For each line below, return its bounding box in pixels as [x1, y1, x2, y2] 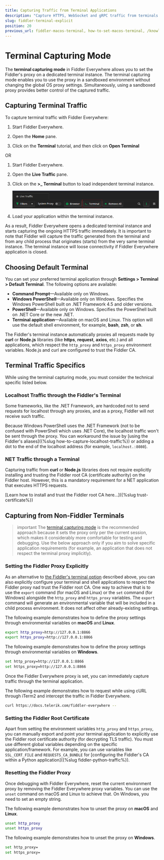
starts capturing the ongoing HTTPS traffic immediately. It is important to [5, 228, 151, 234]
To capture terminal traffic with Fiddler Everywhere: [5, 114, 109, 120]
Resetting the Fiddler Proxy [5, 769, 71, 776]
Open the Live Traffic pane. [12, 171, 68, 177]
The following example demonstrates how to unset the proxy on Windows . [5, 835, 155, 841]
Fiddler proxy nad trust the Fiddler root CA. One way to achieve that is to [5, 584, 151, 590]
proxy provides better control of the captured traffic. [5, 87, 110, 93]
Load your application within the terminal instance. [12, 214, 114, 219]
